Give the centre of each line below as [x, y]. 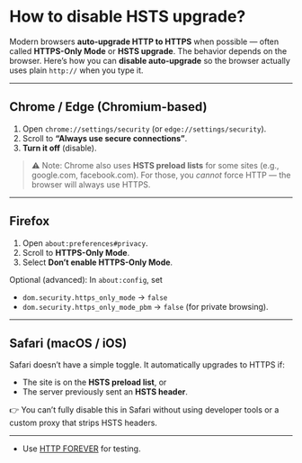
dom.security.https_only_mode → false [95, 297]
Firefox [30, 221]
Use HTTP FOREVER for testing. [81, 449]
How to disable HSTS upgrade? [128, 17]
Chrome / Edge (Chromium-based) [108, 107]
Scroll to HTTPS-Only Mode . [76, 252]
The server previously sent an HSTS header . [105, 392]
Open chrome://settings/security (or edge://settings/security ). [144, 129]
